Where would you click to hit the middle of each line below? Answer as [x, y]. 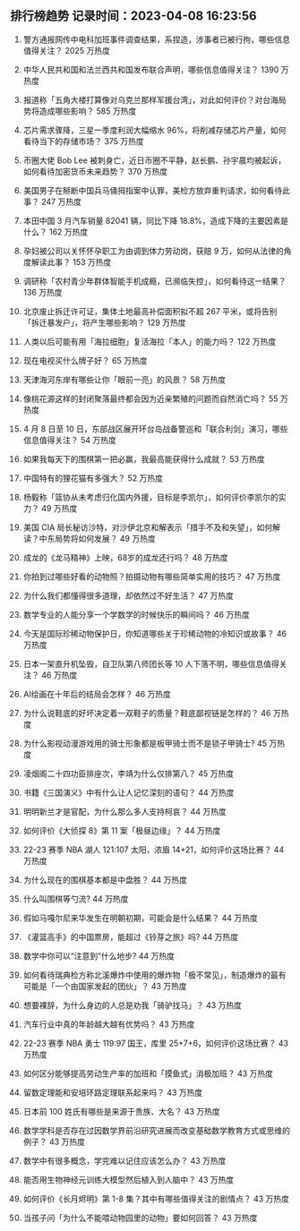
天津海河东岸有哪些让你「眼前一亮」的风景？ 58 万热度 [124, 380]
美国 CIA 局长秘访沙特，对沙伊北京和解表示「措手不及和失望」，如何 [148, 527]
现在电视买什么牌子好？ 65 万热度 [85, 360]
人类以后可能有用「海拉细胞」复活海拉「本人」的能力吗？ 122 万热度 [150, 341]
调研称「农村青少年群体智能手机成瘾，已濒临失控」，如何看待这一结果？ [154, 281]
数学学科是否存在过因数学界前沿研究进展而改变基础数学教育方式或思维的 [156, 1130]
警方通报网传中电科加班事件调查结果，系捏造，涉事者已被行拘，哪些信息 [156, 39]
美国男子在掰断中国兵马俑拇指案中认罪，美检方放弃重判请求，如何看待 [153, 190]
